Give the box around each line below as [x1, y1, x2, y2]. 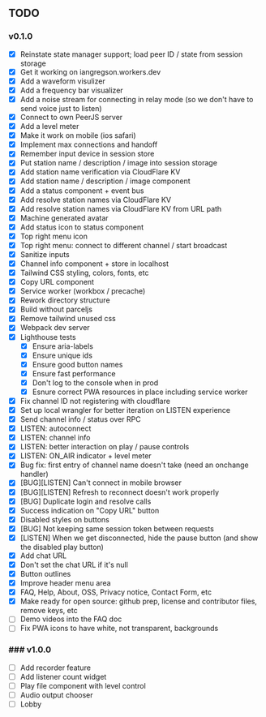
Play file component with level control [19, 681, 146, 690]
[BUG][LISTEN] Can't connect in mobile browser [19, 478, 182, 487]
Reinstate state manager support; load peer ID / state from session [19, 49, 243, 59]
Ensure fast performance [32, 368, 116, 378]
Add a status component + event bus [19, 186, 144, 195]
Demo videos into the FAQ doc [19, 614, 122, 624]
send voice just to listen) [19, 104, 103, 113]
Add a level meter [19, 122, 79, 131]
